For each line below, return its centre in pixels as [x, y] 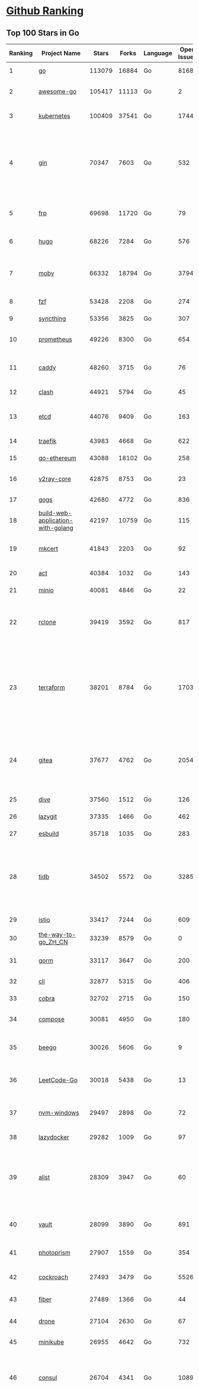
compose [52, 1019]
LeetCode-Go [58, 1080]
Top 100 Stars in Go [43, 33]
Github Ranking [45, 11]
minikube [51, 1342]
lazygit [48, 816]
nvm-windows [59, 1113]
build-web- [55, 513]
